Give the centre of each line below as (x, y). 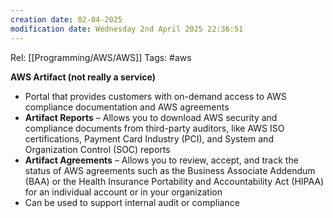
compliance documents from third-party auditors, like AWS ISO (154, 128)
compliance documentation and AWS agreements (127, 107)
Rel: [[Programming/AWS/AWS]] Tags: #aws (101, 57)
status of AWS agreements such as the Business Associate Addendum (170, 170)
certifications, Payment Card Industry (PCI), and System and (149, 138)
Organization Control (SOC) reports (97, 149)
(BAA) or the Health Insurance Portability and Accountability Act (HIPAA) (174, 181)
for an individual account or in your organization (123, 192)
